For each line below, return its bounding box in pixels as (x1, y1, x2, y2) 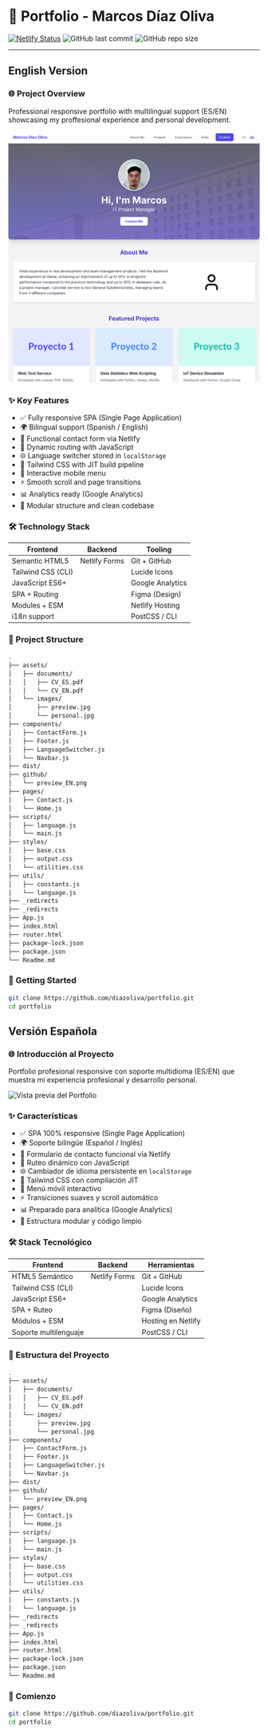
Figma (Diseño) (141, 1305, 193, 1315)
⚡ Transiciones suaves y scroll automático (19, 1193, 159, 1202)
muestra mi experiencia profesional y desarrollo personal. (8, 1075, 198, 1085)
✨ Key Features (8, 394, 69, 406)
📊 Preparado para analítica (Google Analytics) (19, 1205, 173, 1214)
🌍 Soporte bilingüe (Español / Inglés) (19, 1138, 144, 1148)
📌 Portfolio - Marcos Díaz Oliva (8, 7, 215, 26)
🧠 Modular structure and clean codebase (19, 501, 155, 510)
